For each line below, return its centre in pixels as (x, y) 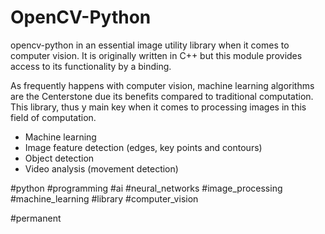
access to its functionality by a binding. (91, 66)
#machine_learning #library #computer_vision (104, 198)
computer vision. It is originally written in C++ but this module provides (156, 55)
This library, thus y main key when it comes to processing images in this (158, 107)
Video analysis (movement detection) (101, 168)
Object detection (59, 158)
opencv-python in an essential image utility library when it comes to (150, 45)
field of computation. (53, 117)
